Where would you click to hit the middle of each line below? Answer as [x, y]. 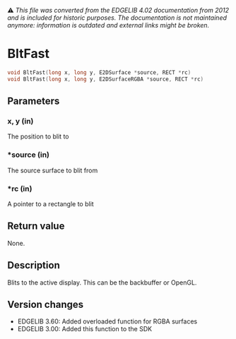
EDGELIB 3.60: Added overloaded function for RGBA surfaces [107, 321]
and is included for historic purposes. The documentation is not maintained [117, 18]
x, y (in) [20, 121]
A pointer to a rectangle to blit [51, 203]
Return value [36, 226]
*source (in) [28, 155]
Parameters [34, 101]
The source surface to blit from [53, 170]
